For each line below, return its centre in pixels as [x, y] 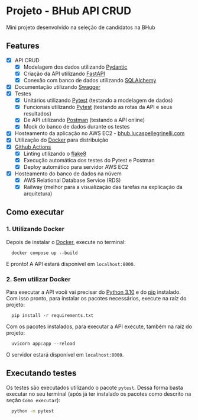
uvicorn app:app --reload [43, 344]
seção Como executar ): [33, 400]
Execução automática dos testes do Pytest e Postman [89, 160]
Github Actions [33, 147]
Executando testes [41, 373]
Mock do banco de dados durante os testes [77, 127]
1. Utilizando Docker [35, 229]
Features [23, 46]
